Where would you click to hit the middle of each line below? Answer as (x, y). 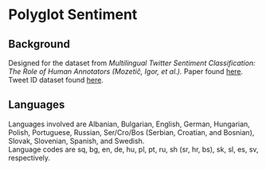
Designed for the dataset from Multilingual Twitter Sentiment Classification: (132, 63)
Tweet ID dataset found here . (56, 80)
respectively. (29, 157)
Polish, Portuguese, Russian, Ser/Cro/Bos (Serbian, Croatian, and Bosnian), (131, 132)
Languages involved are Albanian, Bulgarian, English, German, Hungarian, (129, 124)
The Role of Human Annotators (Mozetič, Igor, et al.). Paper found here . (126, 71)
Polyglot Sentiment (73, 15)
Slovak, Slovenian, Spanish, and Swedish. (76, 141)
